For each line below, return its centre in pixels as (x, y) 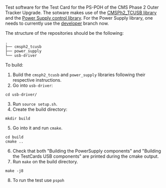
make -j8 (14, 171)
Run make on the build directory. (45, 162)
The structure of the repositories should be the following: (65, 33)
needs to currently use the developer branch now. (57, 23)
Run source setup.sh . (35, 104)
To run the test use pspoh (38, 180)
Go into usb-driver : (33, 85)
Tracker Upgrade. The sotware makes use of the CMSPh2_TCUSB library (81, 13)
